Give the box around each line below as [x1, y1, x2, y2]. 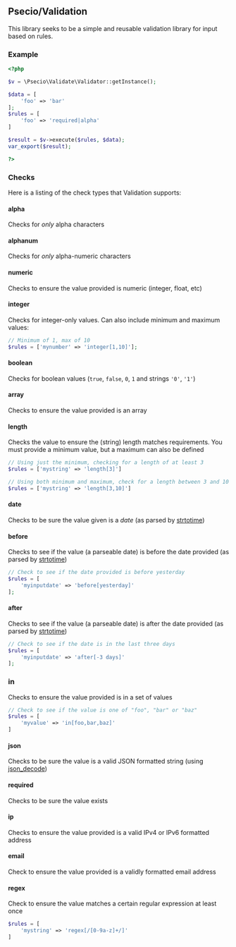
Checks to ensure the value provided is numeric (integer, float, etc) [8, 283, 203, 292]
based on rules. [8, 32, 54, 40]
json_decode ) [8, 764, 48, 773]
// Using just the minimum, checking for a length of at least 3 [8, 459, 204, 466]
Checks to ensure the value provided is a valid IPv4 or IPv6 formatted [8, 828, 210, 836]
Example [8, 49, 39, 59]
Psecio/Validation [8, 6, 87, 18]
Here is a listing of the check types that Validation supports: [8, 188, 182, 197]
